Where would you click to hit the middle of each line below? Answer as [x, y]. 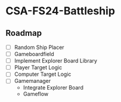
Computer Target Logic [43, 74]
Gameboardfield [34, 54]
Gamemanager [32, 81]
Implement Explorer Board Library [56, 61]
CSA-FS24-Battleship [61, 11]
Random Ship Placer [39, 47]
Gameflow [36, 94]
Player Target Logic [38, 67]
